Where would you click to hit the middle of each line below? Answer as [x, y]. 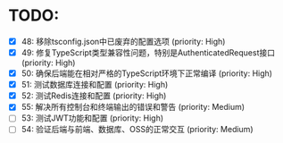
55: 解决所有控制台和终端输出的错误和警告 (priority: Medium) [133, 107]
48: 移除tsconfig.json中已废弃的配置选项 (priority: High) [123, 41]
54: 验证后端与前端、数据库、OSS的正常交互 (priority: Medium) [137, 130]
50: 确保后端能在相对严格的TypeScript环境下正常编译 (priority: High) [147, 73]
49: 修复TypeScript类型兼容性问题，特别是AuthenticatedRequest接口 [148, 53]
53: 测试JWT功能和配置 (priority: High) [92, 118]
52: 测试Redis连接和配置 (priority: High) [94, 96]
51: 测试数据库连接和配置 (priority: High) [95, 85]
